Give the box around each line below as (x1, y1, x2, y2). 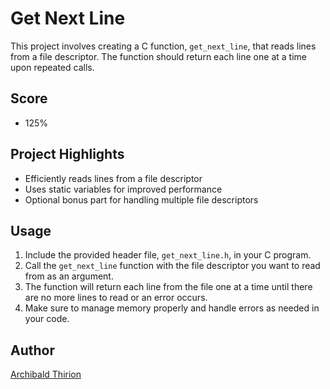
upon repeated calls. (10, 61, 95, 73)
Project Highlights (10, 146, 125, 163)
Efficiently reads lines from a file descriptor (24, 172, 203, 184)
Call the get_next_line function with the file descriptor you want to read (24, 260, 321, 272)
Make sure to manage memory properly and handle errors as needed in (24, 302, 320, 314)
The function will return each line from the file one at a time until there (24, 281, 313, 293)
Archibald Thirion (10, 368, 82, 381)
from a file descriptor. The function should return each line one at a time (10, 50, 307, 62)
